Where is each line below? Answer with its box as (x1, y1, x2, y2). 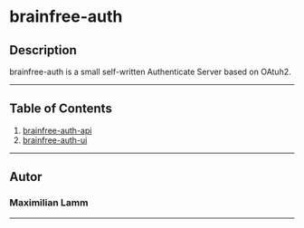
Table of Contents (9, 101, 113, 117)
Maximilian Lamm (9, 196, 89, 209)
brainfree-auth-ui (22, 134, 88, 146)
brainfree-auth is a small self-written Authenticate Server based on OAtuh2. (9, 66, 291, 77)
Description (9, 43, 77, 58)
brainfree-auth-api (22, 125, 92, 136)
